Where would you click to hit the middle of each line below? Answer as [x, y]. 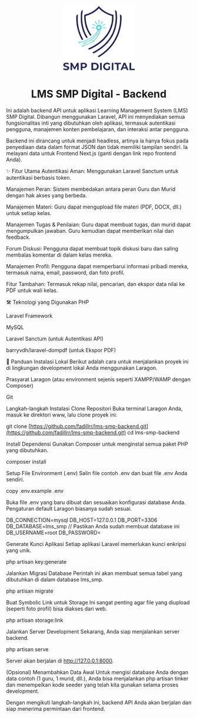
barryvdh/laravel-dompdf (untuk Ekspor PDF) [61, 350]
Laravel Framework [29, 316]
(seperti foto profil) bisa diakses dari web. [57, 609]
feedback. [18, 237]
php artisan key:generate [36, 561]
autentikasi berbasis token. [39, 177]
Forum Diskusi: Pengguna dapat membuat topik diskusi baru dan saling [92, 248]
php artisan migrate [30, 591]
